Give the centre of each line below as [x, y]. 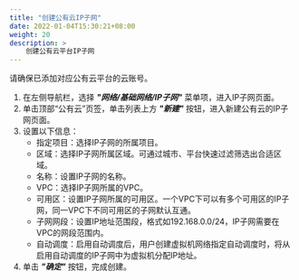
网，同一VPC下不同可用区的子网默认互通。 [116, 210]
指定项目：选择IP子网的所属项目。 [99, 143]
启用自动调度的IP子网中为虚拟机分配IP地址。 [119, 256]
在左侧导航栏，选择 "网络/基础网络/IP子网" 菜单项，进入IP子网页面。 [150, 98]
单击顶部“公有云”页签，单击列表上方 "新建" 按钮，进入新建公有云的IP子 [155, 108]
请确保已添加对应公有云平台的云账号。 [81, 79]
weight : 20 [30, 34]
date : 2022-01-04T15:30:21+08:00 [72, 26]
